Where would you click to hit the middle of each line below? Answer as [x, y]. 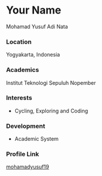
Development [26, 126]
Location [19, 42]
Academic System [36, 139]
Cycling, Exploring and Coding [51, 111]
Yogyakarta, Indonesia [33, 55]
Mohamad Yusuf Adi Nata [37, 26]
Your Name [34, 10]
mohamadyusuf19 [28, 167]
